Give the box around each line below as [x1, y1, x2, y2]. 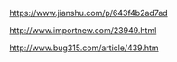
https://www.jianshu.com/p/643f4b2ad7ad [9, 8, 169, 18]
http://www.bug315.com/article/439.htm [9, 42, 160, 53]
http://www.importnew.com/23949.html [9, 25, 157, 35]
